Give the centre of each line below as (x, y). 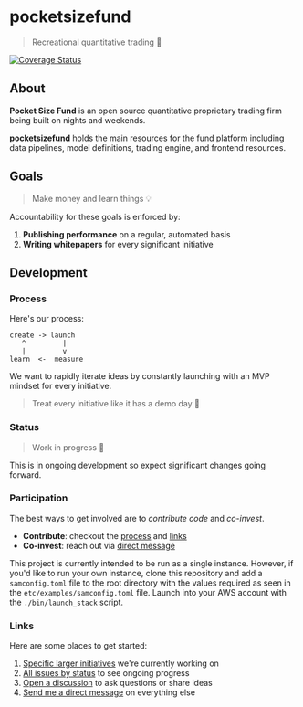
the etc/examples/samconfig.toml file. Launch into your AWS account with (148, 592)
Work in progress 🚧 (68, 447)
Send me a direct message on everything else (109, 692)
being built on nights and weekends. (78, 120)
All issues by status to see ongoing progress (106, 673)
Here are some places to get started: (78, 646)
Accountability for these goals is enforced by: (95, 216)
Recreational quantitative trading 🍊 (97, 42)
